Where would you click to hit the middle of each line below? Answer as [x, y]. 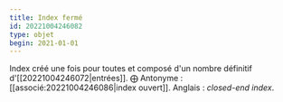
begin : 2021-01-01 [44, 43]
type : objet [32, 34]
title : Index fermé [46, 18]
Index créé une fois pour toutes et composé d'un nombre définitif [131, 69]
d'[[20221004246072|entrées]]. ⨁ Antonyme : [96, 79]
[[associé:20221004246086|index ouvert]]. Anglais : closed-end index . [142, 88]
